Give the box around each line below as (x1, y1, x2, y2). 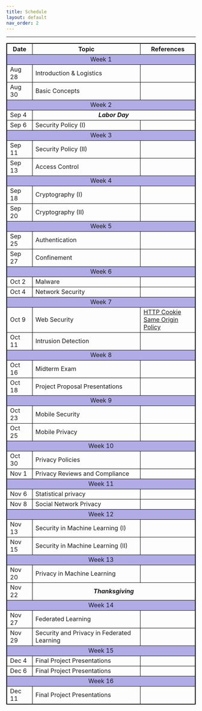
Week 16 (88, 677, 114, 685)
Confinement (35, 254, 72, 262)
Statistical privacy (35, 490, 86, 498)
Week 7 (90, 298, 112, 307)
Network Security (35, 288, 85, 296)
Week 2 (90, 100, 112, 109)
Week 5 (90, 222, 112, 230)
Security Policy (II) (35, 145, 88, 153)
